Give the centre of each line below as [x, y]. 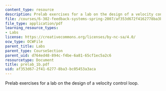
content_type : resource [30, 10]
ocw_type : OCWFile [24, 42]
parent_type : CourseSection [34, 51]
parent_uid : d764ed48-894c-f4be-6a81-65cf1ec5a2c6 [58, 55]
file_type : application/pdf [34, 23]
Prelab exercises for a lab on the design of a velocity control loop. [72, 83]
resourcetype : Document [30, 60]
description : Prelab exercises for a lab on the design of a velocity [79, 14]
